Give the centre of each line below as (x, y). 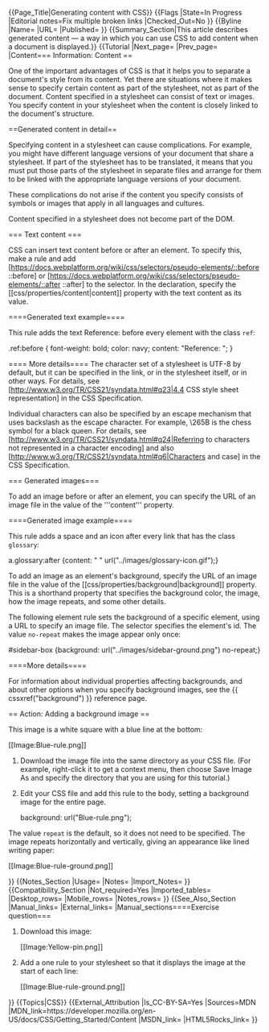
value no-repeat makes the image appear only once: (95, 634)
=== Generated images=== (54, 481)
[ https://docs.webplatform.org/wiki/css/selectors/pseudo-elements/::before (134, 267)
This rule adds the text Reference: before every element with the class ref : (132, 333)
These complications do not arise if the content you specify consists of (126, 195)
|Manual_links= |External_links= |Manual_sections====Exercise (114, 907)
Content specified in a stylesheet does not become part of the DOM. (122, 219)
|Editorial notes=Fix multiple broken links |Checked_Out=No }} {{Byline (125, 21)
